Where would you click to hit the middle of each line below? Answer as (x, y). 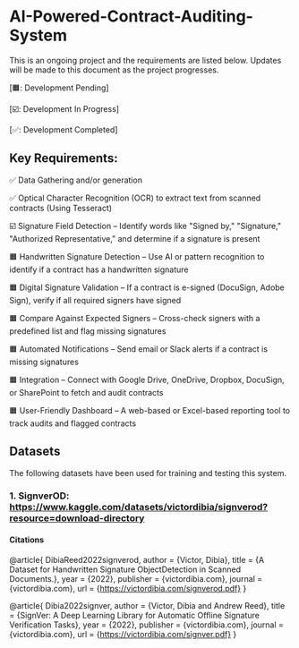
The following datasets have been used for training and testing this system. (148, 473)
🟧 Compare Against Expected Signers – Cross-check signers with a (135, 318)
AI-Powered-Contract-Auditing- (131, 17)
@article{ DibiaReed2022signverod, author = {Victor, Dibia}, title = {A (137, 559)
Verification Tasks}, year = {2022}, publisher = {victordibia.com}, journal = (147, 625)
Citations (27, 540)
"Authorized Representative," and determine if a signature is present (135, 238)
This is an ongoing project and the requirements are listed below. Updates (145, 60)
